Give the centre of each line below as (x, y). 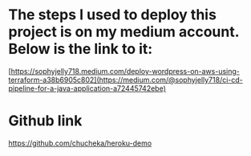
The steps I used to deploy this (112, 15)
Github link (45, 121)
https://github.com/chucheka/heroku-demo (80, 143)
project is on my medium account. (123, 32)
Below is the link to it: (81, 49)
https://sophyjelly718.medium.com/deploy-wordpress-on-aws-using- (125, 71)
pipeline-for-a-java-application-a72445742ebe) (87, 88)
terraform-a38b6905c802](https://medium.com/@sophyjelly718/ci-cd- (125, 80)
